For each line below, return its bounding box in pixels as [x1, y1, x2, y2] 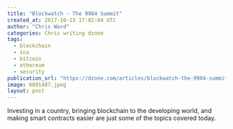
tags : [7, 36, 23, 43]
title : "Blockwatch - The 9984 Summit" [7, 10, 123, 17]
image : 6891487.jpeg [7, 81, 67, 88]
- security [13, 68, 45, 75]
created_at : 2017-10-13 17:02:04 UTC [7, 17, 116, 24]
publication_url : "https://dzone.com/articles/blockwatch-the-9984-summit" [7, 74, 231, 82]
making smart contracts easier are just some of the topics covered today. [7, 114, 216, 122]
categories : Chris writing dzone [7, 29, 104, 37]
